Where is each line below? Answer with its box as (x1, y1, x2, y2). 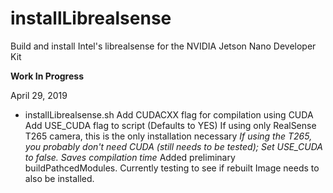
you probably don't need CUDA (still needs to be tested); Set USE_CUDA (24, 140, 324, 152)
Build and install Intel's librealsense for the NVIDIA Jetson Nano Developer (10, 40, 317, 52)
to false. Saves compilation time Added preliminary (24, 151, 236, 163)
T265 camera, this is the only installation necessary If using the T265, (24, 130, 313, 142)
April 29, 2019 (10, 89, 68, 101)
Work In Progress (10, 70, 84, 82)
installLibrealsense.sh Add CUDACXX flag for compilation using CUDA (24, 108, 314, 121)
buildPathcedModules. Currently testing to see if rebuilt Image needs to (24, 162, 320, 174)
